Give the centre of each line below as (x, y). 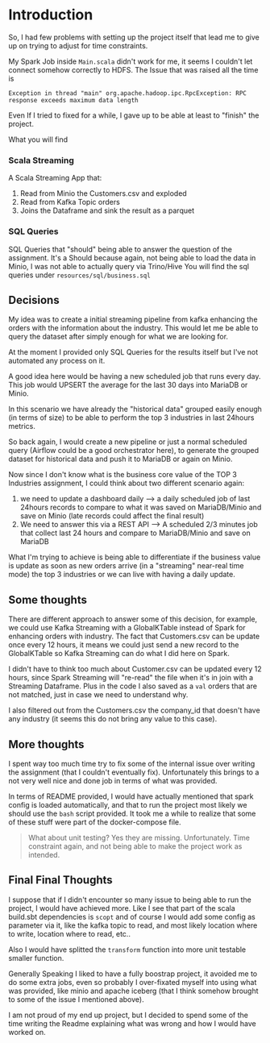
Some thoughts (48, 599)
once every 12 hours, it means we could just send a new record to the (124, 645)
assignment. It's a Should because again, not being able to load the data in (132, 258)
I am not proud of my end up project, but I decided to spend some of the (128, 1015)
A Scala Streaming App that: (55, 178)
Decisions (34, 300)
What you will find (38, 139)
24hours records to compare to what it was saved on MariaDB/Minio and (141, 507)
